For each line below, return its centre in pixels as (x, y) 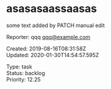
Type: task (19, 66)
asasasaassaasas (52, 9)
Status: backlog (26, 73)
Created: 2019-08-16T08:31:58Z (46, 48)
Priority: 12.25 (24, 79)
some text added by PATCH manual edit (55, 25)
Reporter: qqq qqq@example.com (48, 37)
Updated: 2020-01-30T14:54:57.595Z (53, 55)
